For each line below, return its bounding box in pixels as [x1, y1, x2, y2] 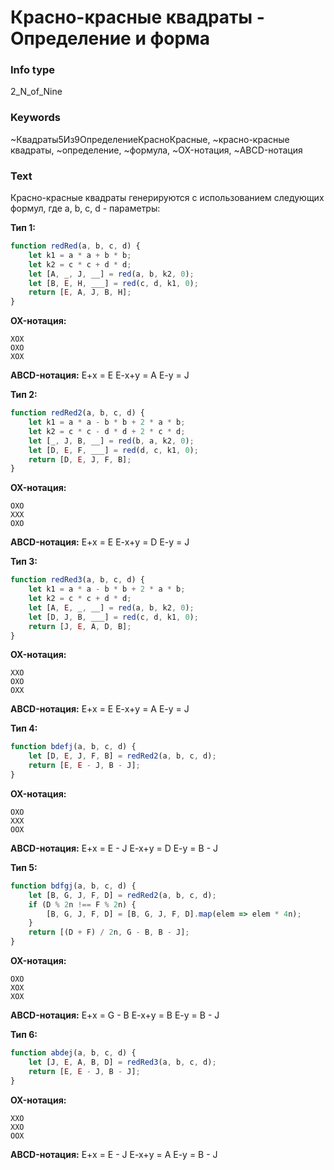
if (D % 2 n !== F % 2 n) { [28, 899, 137, 910]
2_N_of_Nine [10, 86, 63, 98]
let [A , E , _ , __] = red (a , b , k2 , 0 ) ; [28, 602, 195, 613]
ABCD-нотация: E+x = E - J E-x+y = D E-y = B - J [10, 842, 219, 854]
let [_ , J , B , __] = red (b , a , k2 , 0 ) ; [28, 436, 195, 446]
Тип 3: [10, 556, 38, 568]
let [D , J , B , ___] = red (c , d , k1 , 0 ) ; [28, 612, 199, 622]
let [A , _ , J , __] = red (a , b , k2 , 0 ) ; [28, 269, 195, 279]
